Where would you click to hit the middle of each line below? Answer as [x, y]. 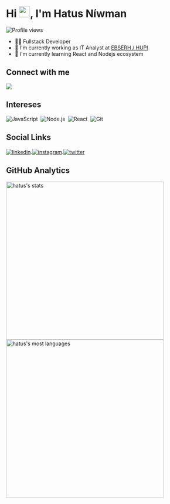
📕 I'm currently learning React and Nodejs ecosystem [79, 54]
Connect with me [38, 73]
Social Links [29, 137]
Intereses [24, 105]
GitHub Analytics [38, 171]
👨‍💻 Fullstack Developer [43, 41]
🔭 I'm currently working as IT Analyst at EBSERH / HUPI [81, 48]
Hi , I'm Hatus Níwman [67, 14]
